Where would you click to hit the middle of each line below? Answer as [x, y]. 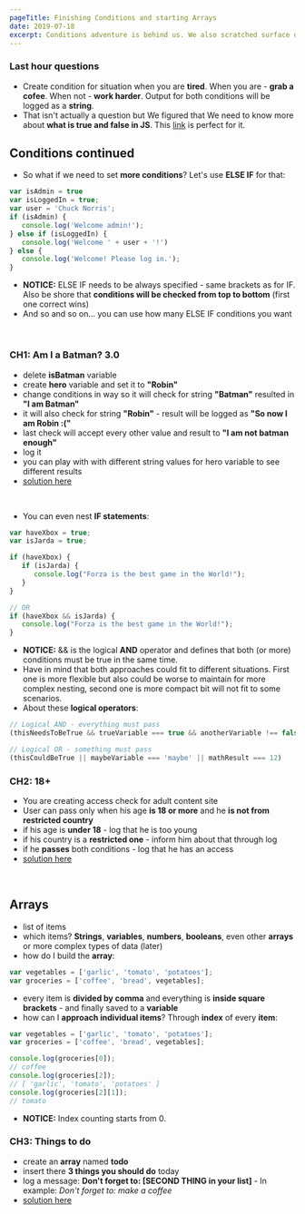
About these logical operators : [80, 708]
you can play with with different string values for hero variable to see [151, 461]
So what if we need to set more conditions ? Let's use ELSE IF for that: [154, 175]
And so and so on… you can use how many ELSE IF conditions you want [157, 314]
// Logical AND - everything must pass [85, 725]
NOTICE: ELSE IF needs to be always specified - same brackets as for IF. [159, 285]
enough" [39, 442]
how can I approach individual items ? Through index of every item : [150, 1017]
